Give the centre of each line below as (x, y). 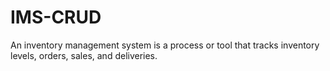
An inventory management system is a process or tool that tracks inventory (165, 45)
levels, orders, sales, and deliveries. (84, 55)
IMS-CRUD (56, 17)
